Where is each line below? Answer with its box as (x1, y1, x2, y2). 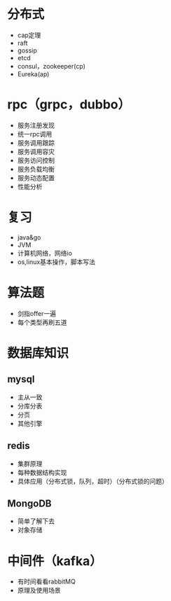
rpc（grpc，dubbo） (7, 97, 131, 113)
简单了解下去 (17, 517, 55, 525)
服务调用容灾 (17, 147, 55, 156)
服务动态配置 (17, 173, 55, 182)
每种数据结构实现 (17, 468, 67, 476)
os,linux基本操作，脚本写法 (17, 257, 96, 266)
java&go (17, 233, 41, 242)
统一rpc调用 (17, 130, 53, 138)
